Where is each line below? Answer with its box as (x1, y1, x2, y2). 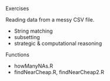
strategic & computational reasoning (14, 40, 102, 47)
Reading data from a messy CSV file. (5, 16, 95, 23)
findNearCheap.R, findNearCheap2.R (14, 69, 104, 75)
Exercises (5, 5, 29, 12)
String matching (14, 27, 54, 34)
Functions (5, 51, 30, 58)
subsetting (14, 34, 40, 40)
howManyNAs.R (14, 62, 54, 69)
